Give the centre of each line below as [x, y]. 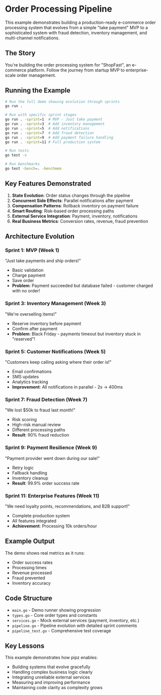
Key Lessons [25, 646]
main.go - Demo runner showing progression [56, 610]
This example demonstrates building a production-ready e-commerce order [80, 22]
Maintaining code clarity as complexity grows [57, 688]
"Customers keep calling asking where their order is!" [58, 362]
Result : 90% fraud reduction [40, 435]
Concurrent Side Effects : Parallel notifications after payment [73, 201]
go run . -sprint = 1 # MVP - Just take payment [54, 119]
